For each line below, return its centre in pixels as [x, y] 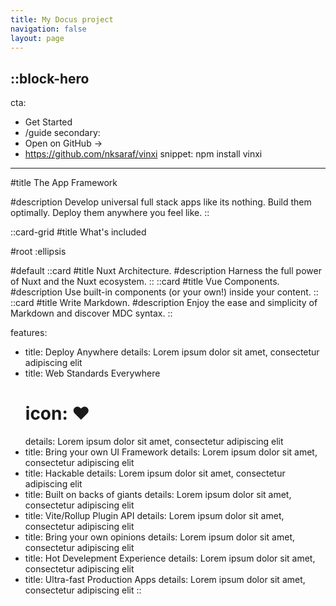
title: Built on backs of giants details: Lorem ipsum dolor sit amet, [158, 495]
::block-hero [50, 78]
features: [29, 333]
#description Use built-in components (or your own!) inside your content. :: [164, 292]
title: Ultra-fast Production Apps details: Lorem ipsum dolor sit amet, [165, 580]
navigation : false [48, 29]
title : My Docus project [62, 19]
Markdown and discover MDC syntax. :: [91, 313]
